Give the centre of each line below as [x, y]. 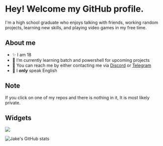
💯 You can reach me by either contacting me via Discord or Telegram [82, 65]
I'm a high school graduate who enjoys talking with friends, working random [81, 22]
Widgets [18, 118]
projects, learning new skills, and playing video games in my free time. [76, 27]
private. [13, 103]
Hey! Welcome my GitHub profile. [74, 9]
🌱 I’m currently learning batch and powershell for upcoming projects [81, 60]
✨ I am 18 [22, 55]
